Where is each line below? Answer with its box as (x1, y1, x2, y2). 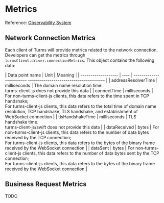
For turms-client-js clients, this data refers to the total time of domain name (5, 103, 157, 109)
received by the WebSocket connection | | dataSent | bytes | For (5, 145, 135, 151)
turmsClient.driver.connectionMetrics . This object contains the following (5, 57, 155, 63)
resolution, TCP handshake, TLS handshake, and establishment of (5, 108, 138, 114)
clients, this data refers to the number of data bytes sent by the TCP (22, 150, 160, 156)
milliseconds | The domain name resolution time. (5, 82, 103, 88)
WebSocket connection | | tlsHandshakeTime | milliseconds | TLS (5, 114, 137, 120)
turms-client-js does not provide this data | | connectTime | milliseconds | (5, 87, 153, 94)
